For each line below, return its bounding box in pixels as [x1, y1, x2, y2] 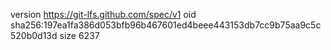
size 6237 [59, 30, 100, 41]
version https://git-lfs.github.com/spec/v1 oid [10, 9, 197, 20]
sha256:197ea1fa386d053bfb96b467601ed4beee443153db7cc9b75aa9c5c [10, 19, 322, 31]
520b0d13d [10, 30, 58, 41]
